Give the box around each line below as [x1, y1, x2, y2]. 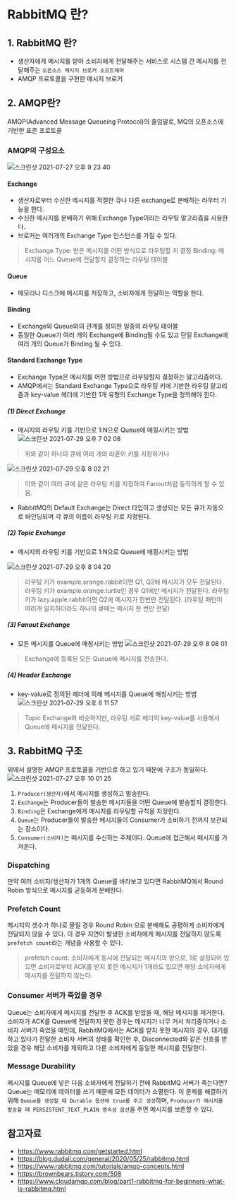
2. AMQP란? [7, 97, 61, 110]
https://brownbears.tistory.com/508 [17, 1169, 122, 1177]
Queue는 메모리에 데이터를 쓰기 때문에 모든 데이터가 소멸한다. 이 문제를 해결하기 [7, 1087, 228, 1095]
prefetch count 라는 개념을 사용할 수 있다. [7, 939, 123, 947]
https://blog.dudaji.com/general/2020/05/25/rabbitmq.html [17, 1154, 190, 1163]
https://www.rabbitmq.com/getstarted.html [17, 1146, 142, 1155]
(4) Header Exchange [7, 671, 72, 679]
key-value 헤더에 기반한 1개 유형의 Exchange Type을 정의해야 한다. [30, 390, 217, 399]
